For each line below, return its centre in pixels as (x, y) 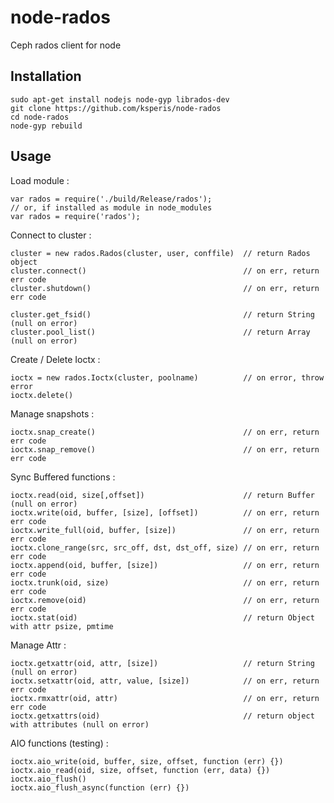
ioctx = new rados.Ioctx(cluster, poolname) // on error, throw (167, 377)
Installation (46, 76)
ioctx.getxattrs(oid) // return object (162, 716)
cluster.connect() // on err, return (165, 271)
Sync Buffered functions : (63, 477)
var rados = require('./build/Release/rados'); (111, 199)
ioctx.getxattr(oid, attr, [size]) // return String (162, 663)
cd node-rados (40, 117)
